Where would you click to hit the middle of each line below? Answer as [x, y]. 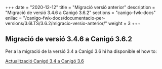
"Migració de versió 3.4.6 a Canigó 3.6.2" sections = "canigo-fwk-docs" [80, 13]
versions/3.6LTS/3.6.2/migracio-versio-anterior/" [56, 23]
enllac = [14, 18]
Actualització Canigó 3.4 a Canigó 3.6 [45, 61]
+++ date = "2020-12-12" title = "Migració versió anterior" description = [80, 7]
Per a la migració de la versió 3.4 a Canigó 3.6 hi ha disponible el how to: [81, 51]
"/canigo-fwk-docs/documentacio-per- [64, 18]
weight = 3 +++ [124, 23]
